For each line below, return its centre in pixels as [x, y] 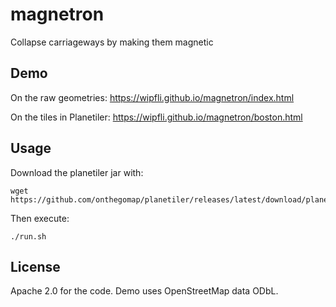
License [35, 266]
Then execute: [40, 218]
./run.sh [28, 236]
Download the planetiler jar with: [77, 172]
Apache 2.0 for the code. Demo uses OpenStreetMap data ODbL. [144, 291]
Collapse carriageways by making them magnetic [112, 42]
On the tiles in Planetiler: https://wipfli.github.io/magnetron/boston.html [156, 117]
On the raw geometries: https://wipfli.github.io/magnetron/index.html [152, 97]
